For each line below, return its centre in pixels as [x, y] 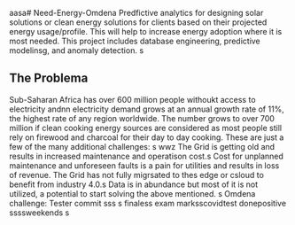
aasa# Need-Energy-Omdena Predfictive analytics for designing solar [136, 13]
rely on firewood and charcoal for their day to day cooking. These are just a [147, 137]
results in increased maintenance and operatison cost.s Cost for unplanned [146, 156]
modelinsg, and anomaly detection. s [77, 50]
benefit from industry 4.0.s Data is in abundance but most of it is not [134, 184]
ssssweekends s [39, 213]
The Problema [49, 78]
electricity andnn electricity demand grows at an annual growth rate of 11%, [147, 109]
